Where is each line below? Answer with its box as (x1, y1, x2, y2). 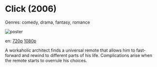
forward (5, 52, 21, 58)
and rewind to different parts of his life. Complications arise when (21, 52, 153, 58)
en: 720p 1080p (5, 38, 36, 44)
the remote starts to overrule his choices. (5, 57, 87, 63)
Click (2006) (5, 3, 57, 14)
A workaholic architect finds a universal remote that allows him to (5, 47, 136, 53)
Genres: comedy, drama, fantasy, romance (5, 19, 91, 25)
